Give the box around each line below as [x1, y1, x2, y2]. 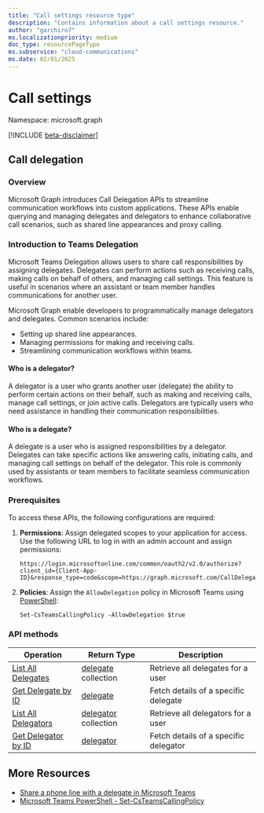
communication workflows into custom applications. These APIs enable [8, 203, 240, 212]
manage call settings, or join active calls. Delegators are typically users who [8, 398, 254, 407]
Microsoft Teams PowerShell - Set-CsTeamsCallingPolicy [19, 796, 205, 805]
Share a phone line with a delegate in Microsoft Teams [19, 787, 196, 797]
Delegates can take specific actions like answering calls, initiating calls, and [8, 450, 253, 460]
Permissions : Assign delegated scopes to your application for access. [19, 528, 247, 537]
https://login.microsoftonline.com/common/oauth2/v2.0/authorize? [19, 559, 242, 568]
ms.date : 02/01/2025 [8, 56, 76, 64]
